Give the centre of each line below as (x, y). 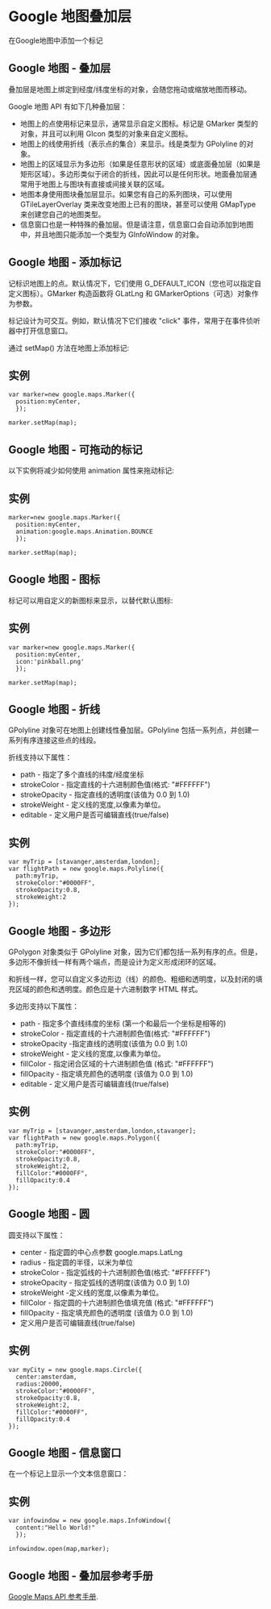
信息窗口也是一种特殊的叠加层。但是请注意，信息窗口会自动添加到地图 (137, 224)
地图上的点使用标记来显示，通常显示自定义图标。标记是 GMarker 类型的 (139, 123)
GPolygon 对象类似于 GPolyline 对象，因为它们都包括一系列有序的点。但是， (135, 952)
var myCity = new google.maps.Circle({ (75, 1369)
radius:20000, (39, 1384)
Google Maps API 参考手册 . (54, 1596)
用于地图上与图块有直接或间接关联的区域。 (98, 184)
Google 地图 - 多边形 (60, 931)
